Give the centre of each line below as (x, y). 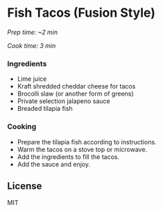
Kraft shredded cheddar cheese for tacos (76, 86)
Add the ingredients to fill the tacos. (68, 157)
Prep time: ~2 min (33, 32)
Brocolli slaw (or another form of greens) (75, 94)
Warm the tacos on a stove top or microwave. (82, 149)
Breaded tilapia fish (45, 109)
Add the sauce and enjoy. (53, 164)
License (25, 186)
